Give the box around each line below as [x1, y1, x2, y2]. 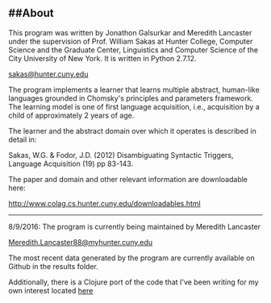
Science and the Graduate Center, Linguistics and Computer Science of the [8, 44, 259, 55]
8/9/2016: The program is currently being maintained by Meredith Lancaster [8, 222, 261, 231]
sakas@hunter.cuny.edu [8, 68, 89, 79]
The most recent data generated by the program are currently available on [8, 253, 256, 263]
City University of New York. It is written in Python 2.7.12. [8, 53, 197, 63]
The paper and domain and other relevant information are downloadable [8, 174, 248, 184]
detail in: [8, 135, 37, 144]
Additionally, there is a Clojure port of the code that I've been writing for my [8, 277, 260, 287]
